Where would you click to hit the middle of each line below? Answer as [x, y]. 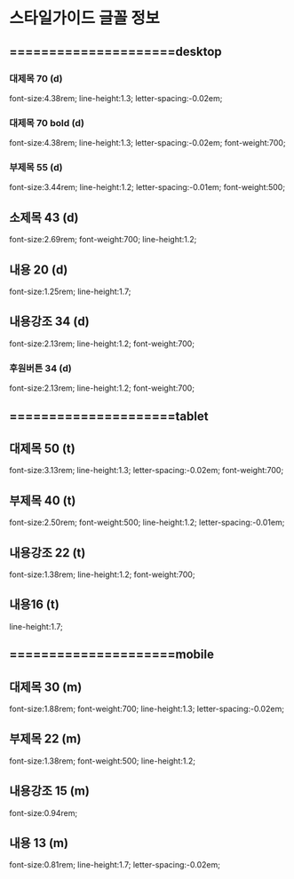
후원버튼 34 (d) [41, 368]
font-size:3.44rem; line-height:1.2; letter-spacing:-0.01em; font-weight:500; [147, 187]
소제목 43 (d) [44, 217]
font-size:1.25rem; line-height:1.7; [70, 292]
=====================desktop [115, 51]
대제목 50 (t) [42, 448]
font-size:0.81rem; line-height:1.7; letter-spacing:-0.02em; [115, 865]
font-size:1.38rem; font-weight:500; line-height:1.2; [102, 761]
